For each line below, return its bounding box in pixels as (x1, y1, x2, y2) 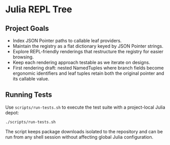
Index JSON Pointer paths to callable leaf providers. (12, 37, 122, 44)
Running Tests (5, 91, 52, 99)
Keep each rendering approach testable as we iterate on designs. (12, 59, 151, 65)
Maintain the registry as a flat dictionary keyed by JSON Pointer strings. (12, 43, 163, 49)
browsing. (12, 54, 34, 60)
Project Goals (5, 24, 50, 33)
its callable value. (12, 76, 50, 81)
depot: (5, 109, 19, 116)
